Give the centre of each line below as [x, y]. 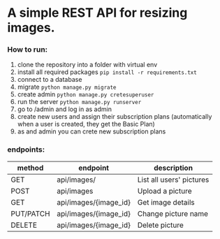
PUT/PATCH [30, 213]
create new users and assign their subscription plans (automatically [115, 117]
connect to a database [50, 80]
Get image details [166, 202]
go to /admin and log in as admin [64, 109]
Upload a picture [164, 191]
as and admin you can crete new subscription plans [91, 131]
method [30, 168]
